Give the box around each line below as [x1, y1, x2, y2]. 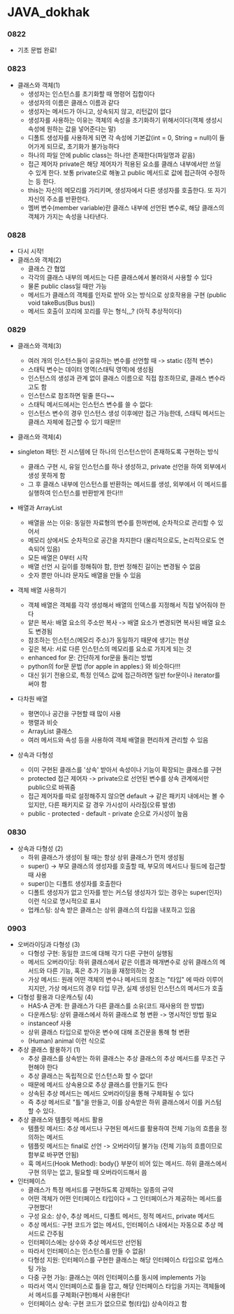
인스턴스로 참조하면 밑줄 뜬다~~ [27, 392, 115, 400]
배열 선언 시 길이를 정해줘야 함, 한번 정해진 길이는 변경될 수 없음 [27, 562, 201, 571]
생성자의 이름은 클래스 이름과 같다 [27, 98, 120, 107]
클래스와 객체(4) [17, 432, 62, 442]
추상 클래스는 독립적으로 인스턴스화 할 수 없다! [27, 1072, 153, 1080]
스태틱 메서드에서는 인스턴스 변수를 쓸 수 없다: [27, 400, 153, 409]
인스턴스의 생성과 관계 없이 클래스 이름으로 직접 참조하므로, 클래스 [27, 374, 207, 383]
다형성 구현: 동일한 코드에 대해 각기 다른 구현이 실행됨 [27, 949, 173, 957]
